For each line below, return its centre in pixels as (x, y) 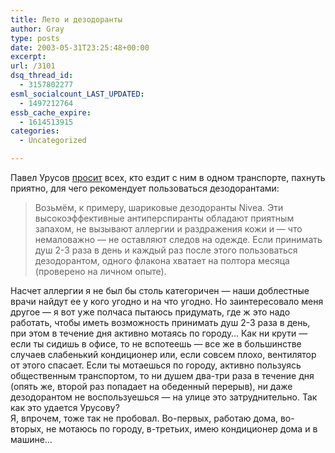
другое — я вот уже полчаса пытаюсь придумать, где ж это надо (150, 312)
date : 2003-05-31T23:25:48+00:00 (80, 47)
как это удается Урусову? (65, 407)
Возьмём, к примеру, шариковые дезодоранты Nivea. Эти (159, 207)
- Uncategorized (53, 141)
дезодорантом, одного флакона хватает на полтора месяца (162, 260)
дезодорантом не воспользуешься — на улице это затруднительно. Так (164, 397)
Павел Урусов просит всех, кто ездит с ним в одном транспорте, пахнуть (168, 177)
